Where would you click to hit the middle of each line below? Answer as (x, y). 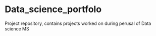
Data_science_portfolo (53, 9)
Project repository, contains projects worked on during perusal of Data (78, 23)
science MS (17, 28)
